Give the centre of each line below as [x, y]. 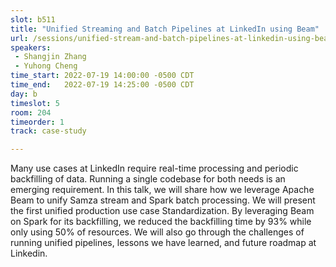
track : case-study [48, 131]
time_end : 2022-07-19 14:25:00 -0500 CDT [102, 85]
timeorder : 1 [37, 122]
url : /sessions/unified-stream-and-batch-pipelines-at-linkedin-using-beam [171, 38]
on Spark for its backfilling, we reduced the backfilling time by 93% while [161, 222]
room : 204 [31, 112]
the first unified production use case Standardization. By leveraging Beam [162, 211]
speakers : [31, 47]
